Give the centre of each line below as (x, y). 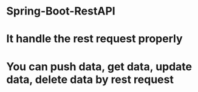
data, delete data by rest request (90, 79)
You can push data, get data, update (99, 66)
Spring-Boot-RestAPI (61, 11)
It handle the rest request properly (95, 39)
